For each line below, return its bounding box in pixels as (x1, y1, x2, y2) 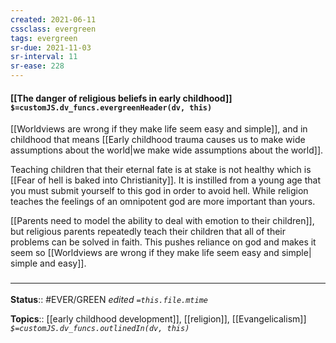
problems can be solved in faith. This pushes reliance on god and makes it (10, 236, 317, 248)
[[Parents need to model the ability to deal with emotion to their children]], (10, 215, 315, 227)
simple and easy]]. (10, 257, 87, 270)
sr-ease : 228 (10, 61, 65, 71)
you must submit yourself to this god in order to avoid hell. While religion (10, 185, 309, 197)
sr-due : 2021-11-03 (10, 42, 92, 53)
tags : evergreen (10, 33, 78, 43)
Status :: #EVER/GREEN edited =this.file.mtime (10, 293, 208, 305)
